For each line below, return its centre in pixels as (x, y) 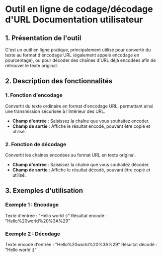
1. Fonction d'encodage (34, 95)
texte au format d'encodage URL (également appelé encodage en (72, 55)
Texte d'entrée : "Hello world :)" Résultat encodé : (56, 215)
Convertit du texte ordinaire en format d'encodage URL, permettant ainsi (79, 106)
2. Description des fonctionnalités (59, 81)
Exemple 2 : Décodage (33, 234)
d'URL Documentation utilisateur (74, 20)
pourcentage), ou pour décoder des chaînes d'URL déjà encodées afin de (81, 60)
